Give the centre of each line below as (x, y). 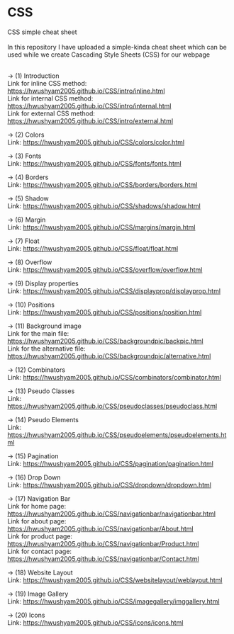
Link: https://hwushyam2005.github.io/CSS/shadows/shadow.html (104, 205)
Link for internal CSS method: (50, 98)
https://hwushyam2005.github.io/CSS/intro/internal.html (89, 106)
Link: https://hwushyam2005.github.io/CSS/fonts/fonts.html (95, 163)
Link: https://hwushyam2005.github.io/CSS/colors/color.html (96, 142)
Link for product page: (40, 536)
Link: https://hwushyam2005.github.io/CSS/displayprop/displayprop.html (114, 290)
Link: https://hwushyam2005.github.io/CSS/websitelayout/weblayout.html (115, 580)
